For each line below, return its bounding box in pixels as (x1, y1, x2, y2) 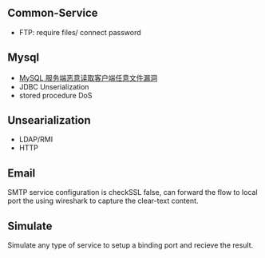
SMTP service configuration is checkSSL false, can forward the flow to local (7, 188, 258, 197)
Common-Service (7, 6, 98, 20)
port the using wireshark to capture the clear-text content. (7, 196, 199, 206)
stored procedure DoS (18, 90, 93, 100)
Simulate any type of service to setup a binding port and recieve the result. (7, 240, 254, 250)
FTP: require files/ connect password (18, 27, 141, 37)
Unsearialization (7, 113, 91, 127)
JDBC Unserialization (18, 81, 89, 91)
